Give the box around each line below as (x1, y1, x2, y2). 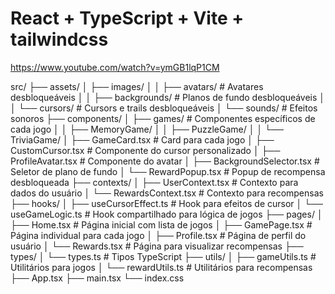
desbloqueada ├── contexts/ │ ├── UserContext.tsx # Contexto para (10, 176, 299, 188)
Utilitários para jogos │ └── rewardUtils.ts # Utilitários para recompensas (10, 261, 313, 273)
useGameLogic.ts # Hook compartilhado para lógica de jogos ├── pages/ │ (10, 208, 323, 220)
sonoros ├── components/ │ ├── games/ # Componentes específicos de (10, 112, 316, 124)
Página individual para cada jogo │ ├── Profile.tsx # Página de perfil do (10, 229, 307, 241)
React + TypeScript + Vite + (10, 7, 245, 30)
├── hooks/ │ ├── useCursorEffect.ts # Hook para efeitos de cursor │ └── (10, 197, 324, 209)
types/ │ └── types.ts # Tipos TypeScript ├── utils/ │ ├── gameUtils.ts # (10, 250, 317, 262)
